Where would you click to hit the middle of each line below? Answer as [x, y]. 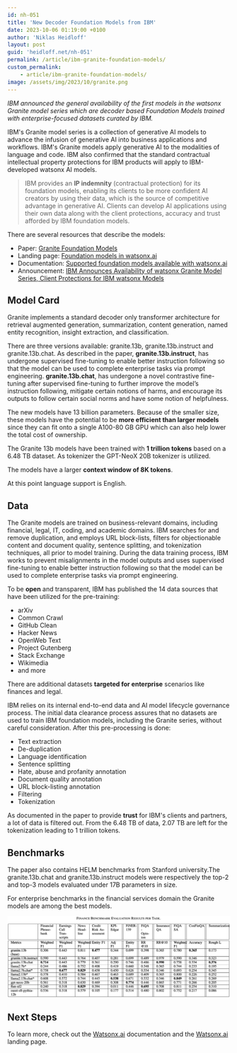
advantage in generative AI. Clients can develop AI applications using [126, 206]
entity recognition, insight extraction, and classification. [88, 332]
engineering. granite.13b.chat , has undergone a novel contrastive [103, 376]
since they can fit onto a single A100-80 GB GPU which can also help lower [117, 427]
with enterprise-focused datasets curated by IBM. [80, 118]
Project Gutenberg [45, 648]
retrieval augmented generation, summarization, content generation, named [118, 325]
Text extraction [40, 742]
